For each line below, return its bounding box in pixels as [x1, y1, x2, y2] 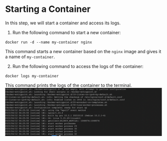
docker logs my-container [5, 73, 59, 78]
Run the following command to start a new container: [12, 29, 121, 35]
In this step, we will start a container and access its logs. [5, 20, 121, 26]
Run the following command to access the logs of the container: [12, 63, 144, 69]
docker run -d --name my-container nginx [5, 40, 92, 45]
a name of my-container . [5, 54, 55, 60]
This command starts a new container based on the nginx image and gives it [5, 48, 162, 54]
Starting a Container [5, 3, 91, 15]
